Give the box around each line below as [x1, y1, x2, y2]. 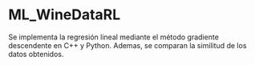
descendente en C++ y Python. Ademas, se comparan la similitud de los [8, 40, 247, 50]
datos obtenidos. [8, 49, 64, 59]
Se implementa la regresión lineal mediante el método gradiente [8, 32, 219, 42]
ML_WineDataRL [8, 6, 121, 24]
